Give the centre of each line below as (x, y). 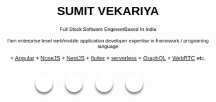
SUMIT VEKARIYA (108, 11)
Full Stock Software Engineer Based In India (108, 29)
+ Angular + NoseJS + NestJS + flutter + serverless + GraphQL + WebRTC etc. (108, 58)
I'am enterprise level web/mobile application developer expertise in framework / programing (108, 40)
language (108, 46)
